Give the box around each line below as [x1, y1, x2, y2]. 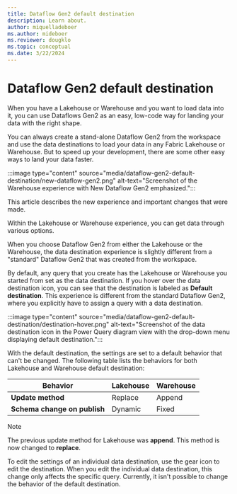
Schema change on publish [11, 404, 105, 414]
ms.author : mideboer [7, 30, 69, 38]
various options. [7, 226, 54, 234]
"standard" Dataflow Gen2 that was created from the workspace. [7, 255, 197, 263]
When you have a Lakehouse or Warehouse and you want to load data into [7, 103, 224, 112]
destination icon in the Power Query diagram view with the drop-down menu [7, 327, 230, 336]
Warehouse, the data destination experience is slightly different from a [7, 247, 212, 255]
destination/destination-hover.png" [7, 320, 110, 328]
